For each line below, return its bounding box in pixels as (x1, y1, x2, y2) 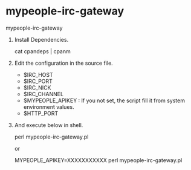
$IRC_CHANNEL (23, 90, 64, 97)
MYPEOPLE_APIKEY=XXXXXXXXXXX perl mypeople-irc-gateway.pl (14, 156, 183, 164)
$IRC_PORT (23, 77, 53, 85)
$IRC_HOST (23, 71, 53, 78)
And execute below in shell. (14, 121, 83, 128)
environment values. (23, 103, 74, 110)
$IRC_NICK (23, 83, 51, 91)
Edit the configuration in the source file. (14, 59, 113, 67)
